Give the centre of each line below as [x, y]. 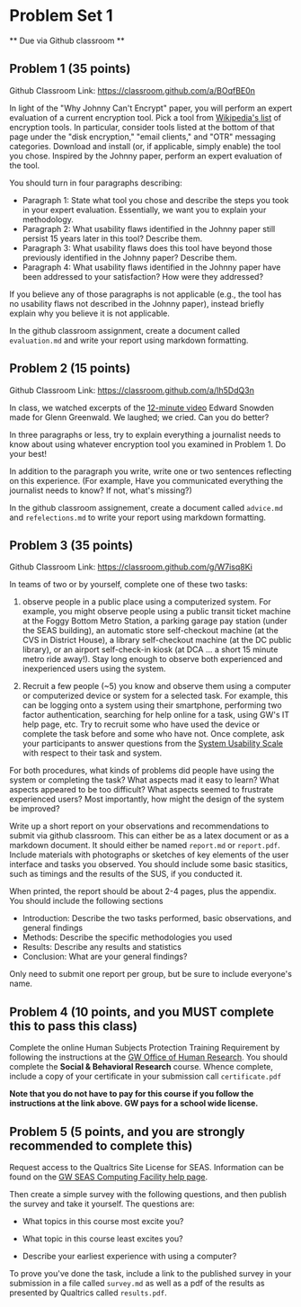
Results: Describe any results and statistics [102, 947]
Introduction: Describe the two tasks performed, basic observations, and [157, 918]
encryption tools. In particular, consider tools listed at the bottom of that [142, 127]
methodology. [48, 219]
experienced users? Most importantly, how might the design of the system [147, 799]
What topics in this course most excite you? [103, 1221]
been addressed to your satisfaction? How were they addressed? [142, 276]
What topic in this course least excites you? [102, 1239]
